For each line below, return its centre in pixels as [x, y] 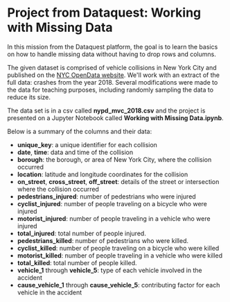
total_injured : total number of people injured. [82, 233]
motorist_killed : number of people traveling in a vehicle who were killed [120, 255]
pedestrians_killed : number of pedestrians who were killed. [103, 240]
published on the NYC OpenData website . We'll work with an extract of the [114, 75]
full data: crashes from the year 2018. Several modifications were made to [113, 82]
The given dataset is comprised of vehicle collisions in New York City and [112, 67]
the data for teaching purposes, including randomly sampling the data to [110, 90]
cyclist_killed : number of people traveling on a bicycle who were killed [118, 248]
